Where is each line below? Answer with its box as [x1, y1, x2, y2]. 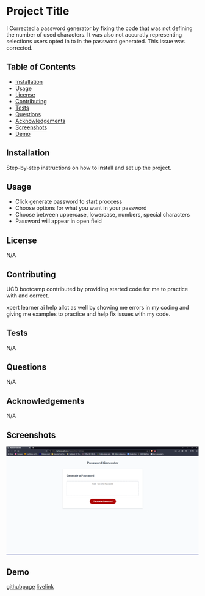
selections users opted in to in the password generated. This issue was [6, 37, 185, 45]
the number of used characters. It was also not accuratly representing [6, 31, 182, 38]
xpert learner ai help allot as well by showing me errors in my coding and [6, 304, 189, 311]
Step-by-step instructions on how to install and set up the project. [6, 164, 172, 171]
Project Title [6, 4, 70, 18]
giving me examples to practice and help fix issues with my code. [6, 310, 171, 318]
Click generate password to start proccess [15, 198, 123, 206]
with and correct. [6, 292, 49, 299]
